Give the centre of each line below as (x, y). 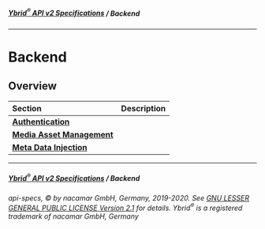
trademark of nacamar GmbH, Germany (74, 216)
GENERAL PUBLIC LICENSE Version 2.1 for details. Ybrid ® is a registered (125, 207)
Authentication (41, 122)
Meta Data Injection (50, 147)
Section (27, 108)
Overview (33, 86)
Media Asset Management (63, 134)
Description (144, 108)
